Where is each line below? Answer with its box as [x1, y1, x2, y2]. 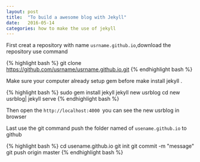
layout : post [6, 8, 39, 15]
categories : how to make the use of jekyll [6, 25, 116, 32]
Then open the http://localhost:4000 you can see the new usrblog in [6, 107, 180, 114]
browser [6, 113, 27, 120]
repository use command [6, 48, 68, 55]
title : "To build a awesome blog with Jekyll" [6, 14, 127, 20]
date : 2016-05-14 [6, 20, 55, 26]
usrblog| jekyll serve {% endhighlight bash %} [6, 95, 119, 102]
